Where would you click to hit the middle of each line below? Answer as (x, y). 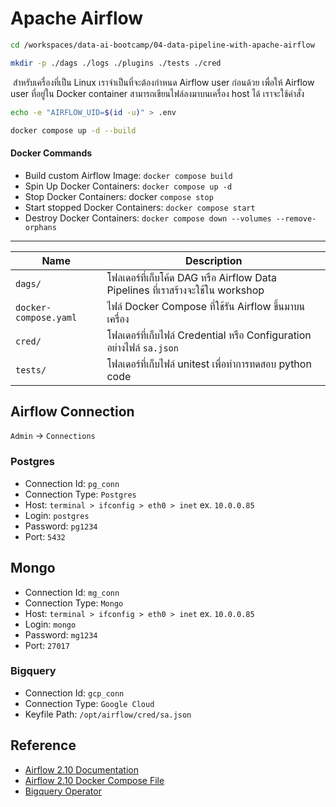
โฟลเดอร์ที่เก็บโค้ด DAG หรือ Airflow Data (192, 277)
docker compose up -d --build (73, 130)
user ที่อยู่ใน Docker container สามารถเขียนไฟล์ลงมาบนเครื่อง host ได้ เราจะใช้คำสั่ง (157, 93)
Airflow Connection (72, 412)
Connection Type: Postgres (80, 494)
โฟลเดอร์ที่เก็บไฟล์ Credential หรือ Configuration (209, 335)
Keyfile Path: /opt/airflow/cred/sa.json (108, 714)
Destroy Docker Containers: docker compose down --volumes (148, 218)
